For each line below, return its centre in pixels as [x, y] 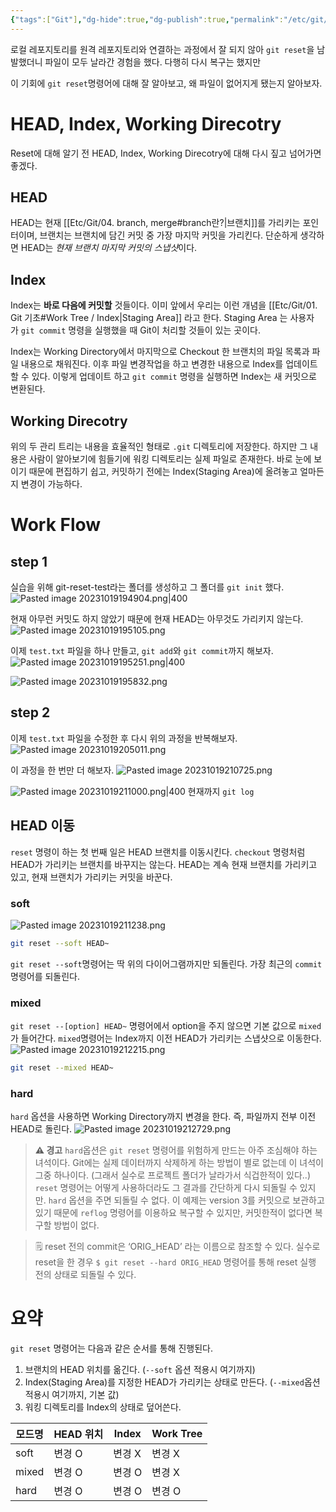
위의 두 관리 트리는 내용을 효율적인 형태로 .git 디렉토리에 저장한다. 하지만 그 [159, 446]
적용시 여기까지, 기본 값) [72, 1395]
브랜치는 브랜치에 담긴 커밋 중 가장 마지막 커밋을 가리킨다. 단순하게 [168, 235]
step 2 [30, 712]
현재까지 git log [221, 791]
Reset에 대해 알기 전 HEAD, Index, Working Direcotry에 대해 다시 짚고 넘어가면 [166, 153]
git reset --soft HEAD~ [60, 943]
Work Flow [56, 525]
